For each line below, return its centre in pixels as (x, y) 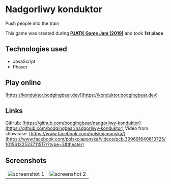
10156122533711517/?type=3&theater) (45, 144)
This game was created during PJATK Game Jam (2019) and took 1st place (84, 33)
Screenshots (26, 160)
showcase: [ (18, 134)
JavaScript (24, 61)
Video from (136, 128)
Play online (23, 83)
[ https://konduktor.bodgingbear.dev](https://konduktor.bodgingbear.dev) (81, 95)
